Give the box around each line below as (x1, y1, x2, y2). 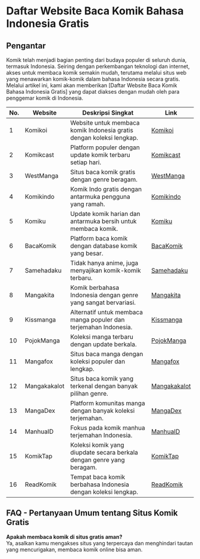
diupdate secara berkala (70, 449, 139, 456)
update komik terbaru (70, 151, 131, 159)
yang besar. (70, 249, 104, 257)
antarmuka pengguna (70, 193, 130, 200)
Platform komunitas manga (70, 399, 145, 407)
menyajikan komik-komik (70, 267, 141, 274)
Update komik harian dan (70, 210, 140, 218)
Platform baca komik (70, 234, 128, 242)
